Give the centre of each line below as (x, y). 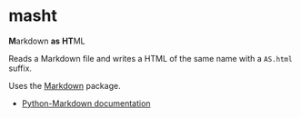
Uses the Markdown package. (65, 85)
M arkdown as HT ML (47, 41)
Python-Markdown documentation (86, 103)
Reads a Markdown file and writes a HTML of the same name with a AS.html (150, 58)
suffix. (20, 68)
